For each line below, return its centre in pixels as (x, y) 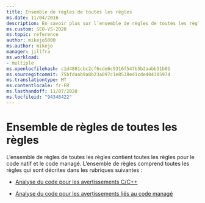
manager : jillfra (28, 52)
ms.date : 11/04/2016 (33, 18)
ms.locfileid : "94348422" (39, 97)
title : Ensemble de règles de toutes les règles (69, 12)
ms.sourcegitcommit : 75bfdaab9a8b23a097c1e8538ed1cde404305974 (88, 74)
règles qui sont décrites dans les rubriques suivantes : (74, 170)
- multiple (20, 63)
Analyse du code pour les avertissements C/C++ (76, 182)
